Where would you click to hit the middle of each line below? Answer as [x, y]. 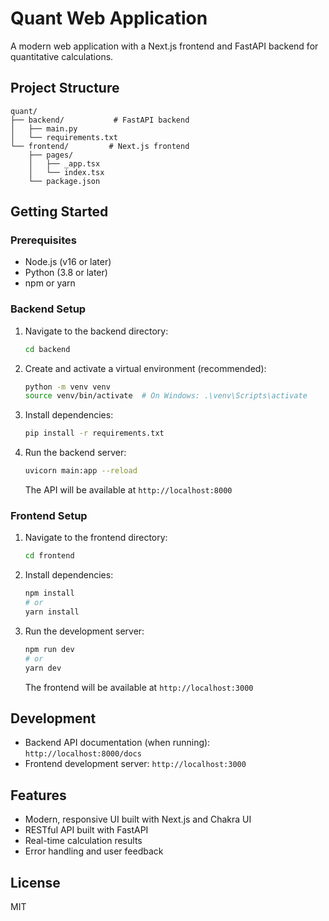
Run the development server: [84, 631]
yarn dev [43, 668]
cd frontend [49, 556]
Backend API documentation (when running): [117, 743]
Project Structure [65, 88]
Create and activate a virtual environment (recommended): [145, 368]
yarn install [52, 612]
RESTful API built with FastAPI [86, 830]
